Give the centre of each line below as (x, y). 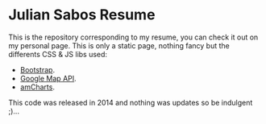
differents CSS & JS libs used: (58, 54)
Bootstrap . (37, 69)
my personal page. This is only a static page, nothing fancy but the (119, 45)
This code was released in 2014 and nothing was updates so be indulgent (131, 102)
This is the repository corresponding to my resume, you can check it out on (133, 37)
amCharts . (37, 87)
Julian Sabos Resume (82, 15)
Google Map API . (48, 78)
